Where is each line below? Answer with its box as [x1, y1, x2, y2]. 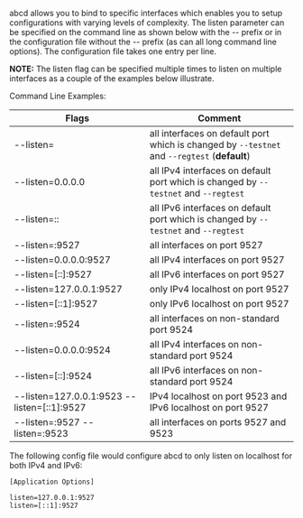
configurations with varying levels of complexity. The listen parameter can [9, 17, 285, 28]
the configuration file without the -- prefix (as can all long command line [9, 36, 277, 47]
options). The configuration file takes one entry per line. [9, 46, 216, 57]
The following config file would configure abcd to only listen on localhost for [9, 450, 293, 461]
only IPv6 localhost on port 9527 [149, 298, 289, 310]
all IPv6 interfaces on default [149, 202, 271, 214]
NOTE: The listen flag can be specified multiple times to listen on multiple [9, 63, 282, 74]
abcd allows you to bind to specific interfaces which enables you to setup [9, 8, 283, 18]
